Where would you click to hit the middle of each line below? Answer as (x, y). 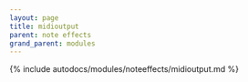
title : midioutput (44, 26)
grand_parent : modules (52, 43)
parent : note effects (51, 35)
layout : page (34, 18)
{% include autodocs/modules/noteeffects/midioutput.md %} (124, 69)
